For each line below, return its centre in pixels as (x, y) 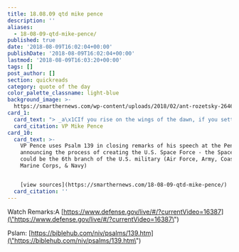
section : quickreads (38, 80)
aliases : (20, 27)
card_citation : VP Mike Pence (58, 126)
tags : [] (20, 67)
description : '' (31, 21)
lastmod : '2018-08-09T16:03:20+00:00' (65, 60)
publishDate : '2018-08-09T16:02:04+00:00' (71, 54)
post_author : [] (31, 73)
